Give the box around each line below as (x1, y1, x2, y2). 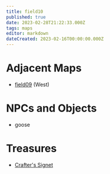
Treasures (6, 142, 57, 155)
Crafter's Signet (14, 161, 54, 168)
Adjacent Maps (6, 61, 82, 75)
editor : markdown (6, 31, 49, 37)
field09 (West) (14, 81, 50, 88)
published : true (6, 14, 46, 20)
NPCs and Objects (6, 101, 97, 115)
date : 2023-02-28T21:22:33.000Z (6, 19, 85, 25)
